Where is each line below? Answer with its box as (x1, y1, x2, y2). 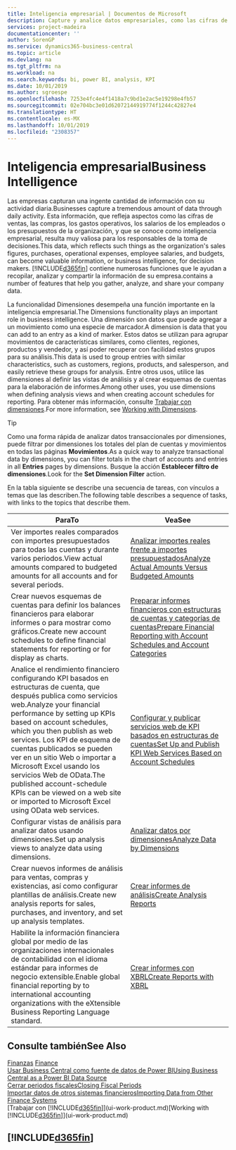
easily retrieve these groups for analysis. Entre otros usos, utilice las (7, 368, 205, 376)
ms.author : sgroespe (7, 89, 68, 96)
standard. (11, 1016, 42, 1026)
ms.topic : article (7, 50, 61, 57)
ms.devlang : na (7, 56, 52, 63)
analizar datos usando (11, 826, 84, 836)
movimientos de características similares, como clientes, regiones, (7, 338, 200, 346)
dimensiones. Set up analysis (11, 834, 105, 844)
